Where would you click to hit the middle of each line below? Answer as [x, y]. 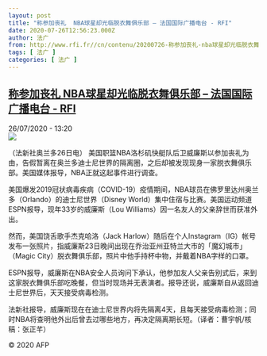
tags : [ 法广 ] [32, 52]
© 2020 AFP [29, 345]
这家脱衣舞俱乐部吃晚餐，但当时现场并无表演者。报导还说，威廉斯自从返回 [130, 282]
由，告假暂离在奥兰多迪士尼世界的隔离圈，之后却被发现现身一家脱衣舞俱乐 [130, 163]
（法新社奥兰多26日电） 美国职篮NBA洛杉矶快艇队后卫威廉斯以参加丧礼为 [129, 152]
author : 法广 [29, 38]
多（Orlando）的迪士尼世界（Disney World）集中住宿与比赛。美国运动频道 [130, 199]
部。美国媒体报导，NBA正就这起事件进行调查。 [85, 172]
